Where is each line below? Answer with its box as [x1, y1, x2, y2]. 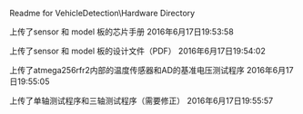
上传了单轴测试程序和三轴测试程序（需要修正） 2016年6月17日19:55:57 [9, 95, 274, 106]
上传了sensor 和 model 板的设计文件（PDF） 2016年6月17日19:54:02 [9, 45, 266, 56]
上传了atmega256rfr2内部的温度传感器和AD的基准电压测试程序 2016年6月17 [9, 65, 294, 75]
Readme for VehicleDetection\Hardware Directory [9, 8, 196, 18]
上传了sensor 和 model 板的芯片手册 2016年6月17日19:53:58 [9, 26, 234, 37]
